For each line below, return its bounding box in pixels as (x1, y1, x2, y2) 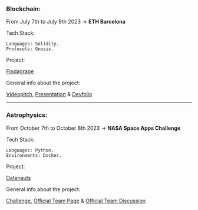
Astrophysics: (6, 111, 48, 119)
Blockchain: (6, 5, 41, 13)
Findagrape (6, 68, 34, 75)
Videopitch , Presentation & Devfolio (6, 91, 93, 98)
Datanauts (6, 174, 31, 181)
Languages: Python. (6, 147, 54, 153)
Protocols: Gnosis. (6, 46, 54, 52)
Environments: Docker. (6, 152, 62, 158)
